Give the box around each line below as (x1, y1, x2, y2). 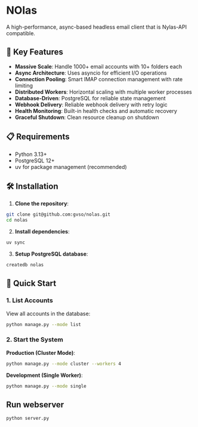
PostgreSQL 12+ (14, 156, 55, 164)
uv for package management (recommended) (14, 163, 127, 170)
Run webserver (6, 400, 64, 410)
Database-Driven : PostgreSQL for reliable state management (14, 94, 166, 102)
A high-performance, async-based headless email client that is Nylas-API (6, 23, 187, 30)
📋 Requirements (6, 132, 70, 142)
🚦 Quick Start (6, 278, 57, 288)
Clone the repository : (14, 200, 69, 207)
